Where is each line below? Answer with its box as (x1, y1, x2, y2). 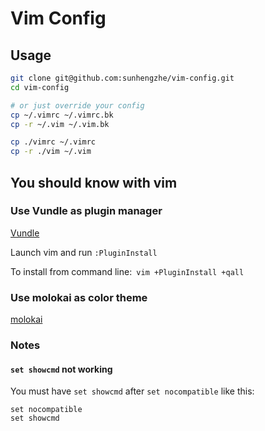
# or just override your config (10, 100, 145, 111)
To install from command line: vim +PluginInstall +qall (10, 265, 245, 277)
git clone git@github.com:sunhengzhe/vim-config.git (10, 73, 235, 83)
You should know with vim (10, 174, 178, 191)
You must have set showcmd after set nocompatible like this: (10, 385, 255, 397)
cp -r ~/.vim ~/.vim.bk (10, 119, 110, 129)
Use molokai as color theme (10, 290, 148, 304)
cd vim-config (10, 82, 70, 92)
